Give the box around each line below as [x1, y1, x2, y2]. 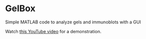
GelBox [5, 3, 36, 14]
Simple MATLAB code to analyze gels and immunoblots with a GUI [5, 19, 141, 25]
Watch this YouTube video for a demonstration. [5, 28, 102, 34]
